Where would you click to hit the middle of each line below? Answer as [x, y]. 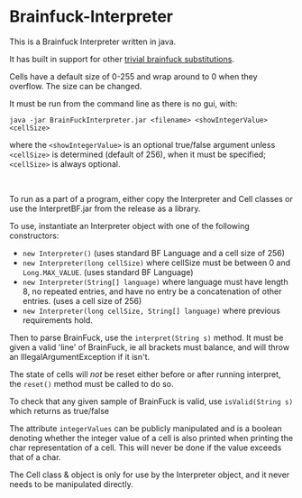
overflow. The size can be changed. [76, 86]
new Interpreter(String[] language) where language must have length [155, 281]
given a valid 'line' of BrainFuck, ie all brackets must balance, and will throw [150, 347]
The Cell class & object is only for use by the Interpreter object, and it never [150, 475]
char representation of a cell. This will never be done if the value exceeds [146, 447]
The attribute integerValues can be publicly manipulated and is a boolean [146, 428]
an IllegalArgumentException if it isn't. [80, 356]
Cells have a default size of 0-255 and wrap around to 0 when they [134, 76]
